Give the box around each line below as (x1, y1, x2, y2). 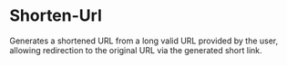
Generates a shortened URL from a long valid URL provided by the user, (9, 35, 279, 46)
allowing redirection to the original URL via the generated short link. (9, 44, 262, 55)
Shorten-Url (9, 5, 102, 26)
